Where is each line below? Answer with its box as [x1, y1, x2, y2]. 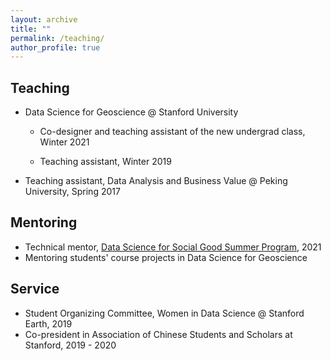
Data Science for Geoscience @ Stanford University [24, 106, 239, 118]
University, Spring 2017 [24, 186, 121, 198]
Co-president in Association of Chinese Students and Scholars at [24, 328, 293, 340]
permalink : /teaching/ [10, 33, 105, 43]
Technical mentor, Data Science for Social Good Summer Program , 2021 [24, 241, 322, 253]
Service [10, 281, 60, 298]
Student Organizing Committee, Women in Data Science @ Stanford [24, 307, 305, 319]
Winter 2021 [39, 136, 90, 148]
